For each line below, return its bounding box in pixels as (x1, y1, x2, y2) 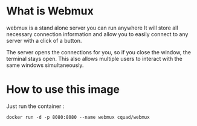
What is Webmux (6, 4, 94, 18)
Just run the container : (6, 102, 65, 110)
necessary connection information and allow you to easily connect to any (6, 30, 189, 37)
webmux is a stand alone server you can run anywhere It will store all (6, 24, 178, 31)
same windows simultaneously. (6, 61, 84, 69)
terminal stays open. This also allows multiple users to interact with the (6, 55, 182, 62)
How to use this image (6, 83, 120, 96)
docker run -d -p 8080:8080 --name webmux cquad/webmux (6, 114, 150, 120)
